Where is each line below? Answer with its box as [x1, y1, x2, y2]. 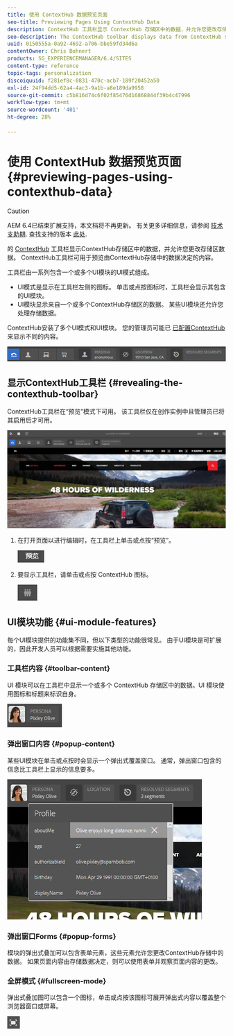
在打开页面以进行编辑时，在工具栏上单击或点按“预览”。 [17, 536, 175, 545]
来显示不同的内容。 [7, 332, 62, 340]
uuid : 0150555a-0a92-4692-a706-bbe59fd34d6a [7, 40, 138, 48]
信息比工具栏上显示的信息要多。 [7, 765, 98, 773]
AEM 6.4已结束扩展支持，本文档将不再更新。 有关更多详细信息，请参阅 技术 [7, 221, 223, 229]
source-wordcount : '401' [7, 106, 79, 114]
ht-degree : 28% [7, 114, 51, 121]
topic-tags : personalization [7, 69, 92, 76]
